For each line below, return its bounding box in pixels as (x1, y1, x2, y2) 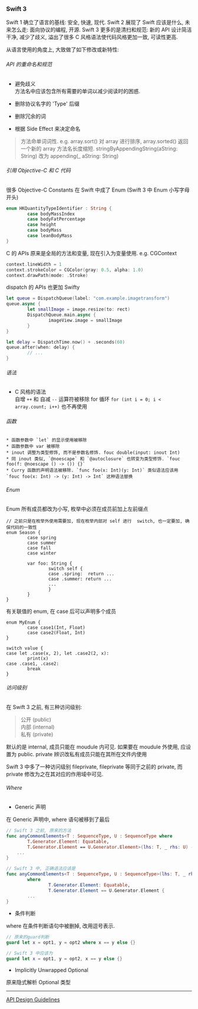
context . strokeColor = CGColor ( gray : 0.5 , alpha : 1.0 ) (6, 267, 144, 273)
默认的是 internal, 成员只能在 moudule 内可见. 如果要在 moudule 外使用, (6, 743, 180, 750)
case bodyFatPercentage (27, 216, 85, 222)
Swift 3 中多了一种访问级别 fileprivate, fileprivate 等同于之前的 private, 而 (6, 763, 183, 770)
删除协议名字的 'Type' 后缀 (14, 100, 80, 107)
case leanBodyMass (27, 233, 72, 239)
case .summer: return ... (48, 576, 112, 582)
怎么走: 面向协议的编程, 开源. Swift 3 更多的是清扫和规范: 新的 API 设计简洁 (11, 26, 192, 34)
